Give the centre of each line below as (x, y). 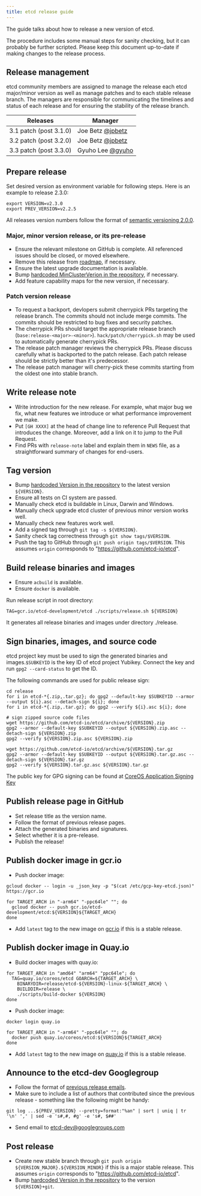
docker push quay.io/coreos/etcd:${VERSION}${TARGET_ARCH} (87, 1037)
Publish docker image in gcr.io (64, 861)
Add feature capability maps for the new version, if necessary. (92, 281)
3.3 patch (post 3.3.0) (40, 150)
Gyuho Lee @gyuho (105, 150)
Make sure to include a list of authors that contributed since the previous (105, 1094)
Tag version (29, 471)
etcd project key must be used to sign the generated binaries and (87, 656)
